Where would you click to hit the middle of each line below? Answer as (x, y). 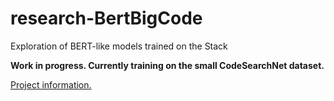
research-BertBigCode (106, 18)
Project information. (51, 84)
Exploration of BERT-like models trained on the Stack (119, 46)
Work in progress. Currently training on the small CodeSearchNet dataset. (167, 65)
